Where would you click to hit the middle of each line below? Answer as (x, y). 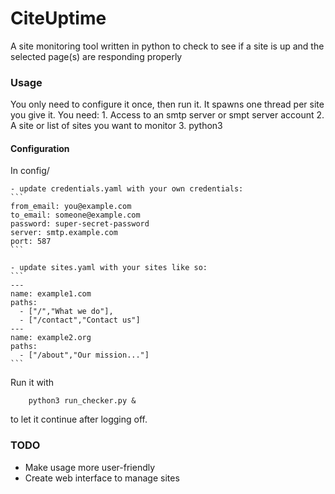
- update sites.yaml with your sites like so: (109, 268)
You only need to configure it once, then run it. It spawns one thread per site (167, 104)
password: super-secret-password (80, 224)
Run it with (32, 383)
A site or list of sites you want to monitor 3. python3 (116, 126)
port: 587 (31, 242)
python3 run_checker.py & (82, 401)
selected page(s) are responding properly (96, 56)
